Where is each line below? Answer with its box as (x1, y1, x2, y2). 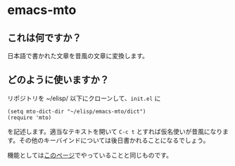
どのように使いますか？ (7, 74, 109, 86)
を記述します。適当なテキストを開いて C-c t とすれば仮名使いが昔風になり (7, 127, 223, 135)
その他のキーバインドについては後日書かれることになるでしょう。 (18, 136, 210, 144)
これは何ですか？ (7, 32, 82, 43)
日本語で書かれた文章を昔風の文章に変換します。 (7, 52, 149, 60)
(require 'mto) (7, 114, 52, 121)
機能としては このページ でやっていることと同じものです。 (7, 151, 172, 159)
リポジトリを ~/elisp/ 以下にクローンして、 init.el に (7, 94, 161, 102)
